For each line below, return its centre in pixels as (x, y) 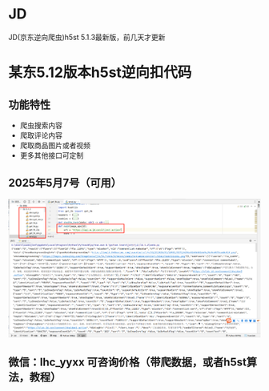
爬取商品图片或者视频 (55, 145)
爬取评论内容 (41, 135)
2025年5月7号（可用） (65, 183)
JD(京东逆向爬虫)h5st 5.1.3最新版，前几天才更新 (87, 37)
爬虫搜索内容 (41, 125)
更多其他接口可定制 (52, 155)
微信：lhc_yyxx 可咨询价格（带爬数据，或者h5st (127, 362)
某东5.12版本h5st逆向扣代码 (100, 73)
